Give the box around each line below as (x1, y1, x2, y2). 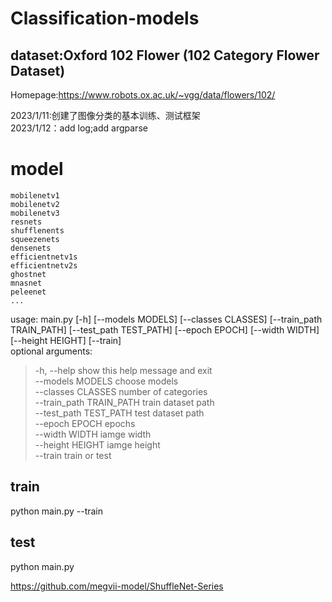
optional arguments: (10, 345, 93, 357)
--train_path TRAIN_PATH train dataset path (34, 396, 215, 408)
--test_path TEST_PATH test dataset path (34, 407, 205, 419)
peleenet (10, 287, 47, 297)
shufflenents (10, 225, 65, 236)
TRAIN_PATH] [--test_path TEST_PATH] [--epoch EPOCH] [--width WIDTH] (10, 323, 320, 336)
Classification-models (10, 7, 200, 30)
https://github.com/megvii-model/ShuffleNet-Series (10, 580, 224, 592)
